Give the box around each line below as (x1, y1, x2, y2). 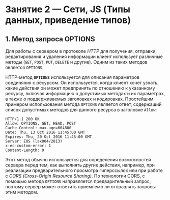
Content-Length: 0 (5, 148, 44, 153)
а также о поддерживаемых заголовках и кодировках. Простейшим (5, 96, 154, 102)
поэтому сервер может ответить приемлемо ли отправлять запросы (5, 184, 156, 189)
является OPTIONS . (5, 65, 44, 70)
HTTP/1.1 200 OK (5, 117, 40, 122)
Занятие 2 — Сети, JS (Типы (5, 4, 131, 15)
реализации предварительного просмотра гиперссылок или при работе (5, 167, 163, 174)
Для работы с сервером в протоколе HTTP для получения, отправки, (5, 48, 157, 54)
